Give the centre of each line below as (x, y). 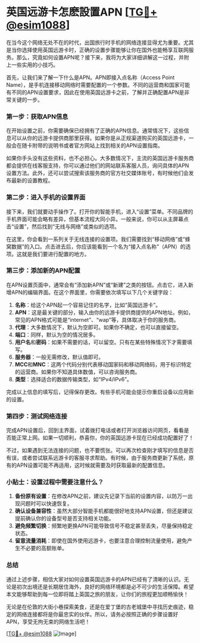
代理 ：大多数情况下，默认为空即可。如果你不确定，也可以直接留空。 (98, 327)
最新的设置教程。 (32, 181)
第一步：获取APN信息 (37, 117)
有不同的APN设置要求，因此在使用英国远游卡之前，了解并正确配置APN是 (95, 92)
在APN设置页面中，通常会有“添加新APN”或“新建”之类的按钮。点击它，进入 (97, 285)
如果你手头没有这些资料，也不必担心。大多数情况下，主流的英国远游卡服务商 (100, 158)
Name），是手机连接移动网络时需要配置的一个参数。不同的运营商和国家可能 (98, 84)
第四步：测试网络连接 (37, 416)
